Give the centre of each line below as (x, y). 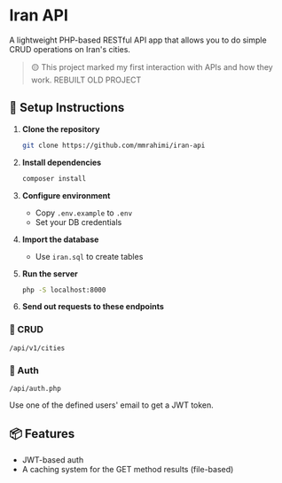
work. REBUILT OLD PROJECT (86, 80)
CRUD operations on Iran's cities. (70, 49)
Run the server (50, 273)
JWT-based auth (53, 460)
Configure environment (66, 195)
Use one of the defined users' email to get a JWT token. (112, 405)
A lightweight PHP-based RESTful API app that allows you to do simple (138, 40)
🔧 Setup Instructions (67, 108)
